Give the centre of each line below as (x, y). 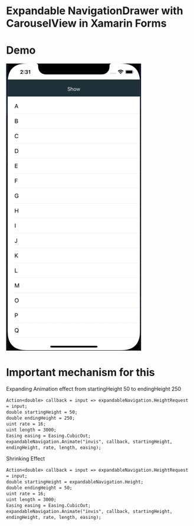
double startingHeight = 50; (42, 412)
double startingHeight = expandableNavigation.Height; (75, 482)
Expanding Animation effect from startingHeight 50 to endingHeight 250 (94, 389)
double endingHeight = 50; (39, 488)
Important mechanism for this (80, 373)
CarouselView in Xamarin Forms (86, 23)
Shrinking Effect (26, 459)
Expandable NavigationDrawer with (95, 11)
